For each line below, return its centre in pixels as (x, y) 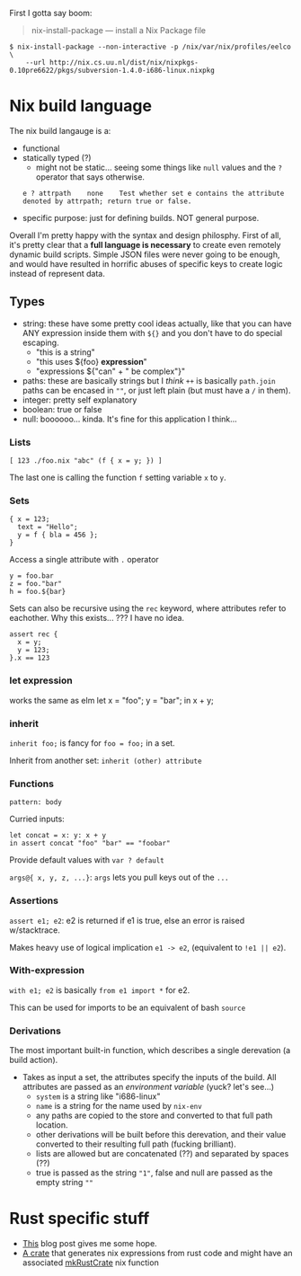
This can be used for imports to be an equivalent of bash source (128, 1007)
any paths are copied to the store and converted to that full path (154, 1116)
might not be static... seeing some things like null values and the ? (159, 167)
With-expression (47, 970)
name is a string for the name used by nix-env (119, 1106)
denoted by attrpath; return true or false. (107, 201)
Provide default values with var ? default (87, 860)
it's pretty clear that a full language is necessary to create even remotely (145, 244)
